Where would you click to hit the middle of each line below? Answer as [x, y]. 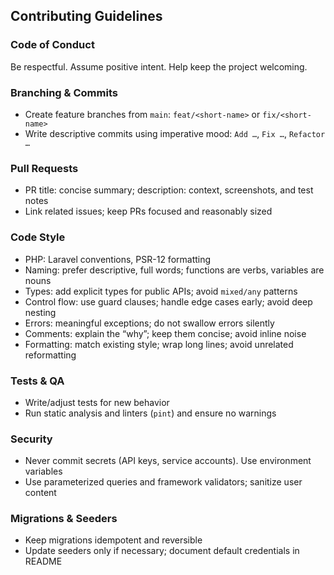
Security [31, 439]
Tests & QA [37, 381]
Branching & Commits [64, 92]
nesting [40, 312]
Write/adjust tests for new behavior [97, 402]
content [40, 493]
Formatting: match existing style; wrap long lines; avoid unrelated [159, 344]
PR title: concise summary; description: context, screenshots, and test [169, 190]
